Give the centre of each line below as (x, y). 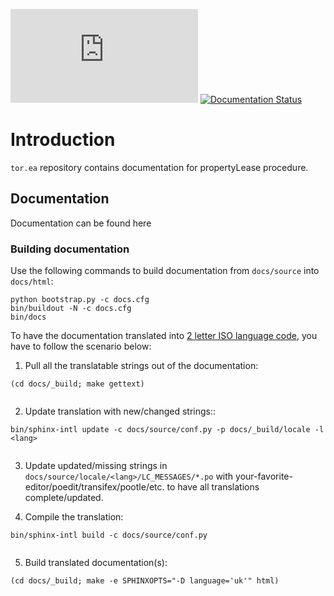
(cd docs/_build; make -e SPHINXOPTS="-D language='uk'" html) (145, 581)
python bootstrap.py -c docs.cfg (80, 300)
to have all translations (213, 487)
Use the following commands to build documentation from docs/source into (165, 271)
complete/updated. (64, 498)
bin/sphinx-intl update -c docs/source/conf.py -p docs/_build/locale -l (167, 430)
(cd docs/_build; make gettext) (77, 384)
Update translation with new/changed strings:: (120, 411)
